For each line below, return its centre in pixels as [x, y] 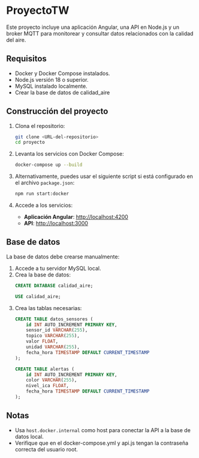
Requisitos [26, 59]
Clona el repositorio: [40, 126]
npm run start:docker [42, 194]
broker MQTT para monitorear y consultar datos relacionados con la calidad [100, 33]
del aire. [16, 40]
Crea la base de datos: [43, 275]
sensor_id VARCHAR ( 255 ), [57, 330]
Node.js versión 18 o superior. [52, 79]
